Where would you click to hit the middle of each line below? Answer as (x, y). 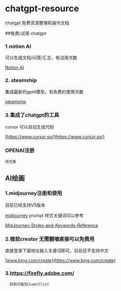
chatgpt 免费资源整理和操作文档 (37, 23)
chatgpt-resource (42, 9)
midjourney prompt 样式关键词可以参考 (45, 215)
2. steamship (21, 80)
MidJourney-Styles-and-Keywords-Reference (52, 225)
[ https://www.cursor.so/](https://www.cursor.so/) (55, 136)
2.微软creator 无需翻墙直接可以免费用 (50, 239)
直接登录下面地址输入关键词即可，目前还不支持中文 (57, 251)
